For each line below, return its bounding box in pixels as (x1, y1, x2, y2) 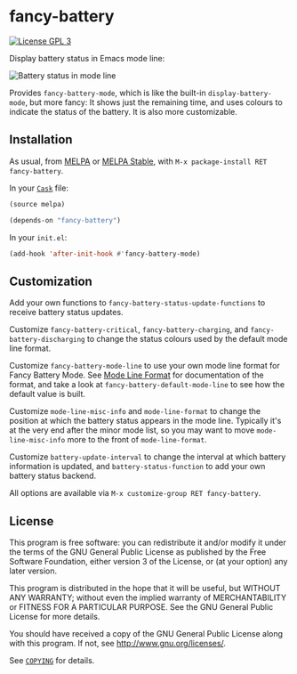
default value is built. (9, 389, 86, 400)
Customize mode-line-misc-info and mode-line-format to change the (9, 406, 261, 417)
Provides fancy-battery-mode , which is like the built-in (9, 87, 206, 98)
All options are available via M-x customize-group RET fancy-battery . (9, 488, 261, 499)
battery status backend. (9, 470, 97, 482)
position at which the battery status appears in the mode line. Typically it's (9, 416, 282, 426)
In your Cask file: (9, 183, 69, 193)
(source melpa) (9, 199, 66, 208)
